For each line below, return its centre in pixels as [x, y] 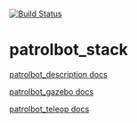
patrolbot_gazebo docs [52, 91]
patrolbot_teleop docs [49, 109]
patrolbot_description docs [59, 74]
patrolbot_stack [69, 50]
